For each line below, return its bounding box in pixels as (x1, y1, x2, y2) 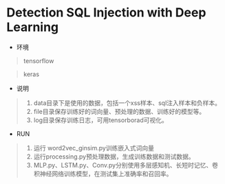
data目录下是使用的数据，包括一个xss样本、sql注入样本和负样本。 (33, 98, 222, 107)
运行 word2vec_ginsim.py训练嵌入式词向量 (33, 143, 154, 152)
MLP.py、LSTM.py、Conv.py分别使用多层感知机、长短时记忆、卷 (33, 161, 218, 169)
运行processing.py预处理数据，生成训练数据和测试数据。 (33, 152, 195, 161)
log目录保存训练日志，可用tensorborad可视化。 (33, 115, 168, 124)
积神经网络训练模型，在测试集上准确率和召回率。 (33, 170, 173, 178)
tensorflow (23, 56, 54, 65)
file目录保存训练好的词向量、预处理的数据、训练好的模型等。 (33, 107, 206, 115)
